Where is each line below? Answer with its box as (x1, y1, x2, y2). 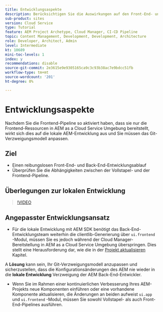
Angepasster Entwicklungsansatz (5, 213, 110, 222)
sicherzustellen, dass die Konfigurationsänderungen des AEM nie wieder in (5, 267, 155, 272)
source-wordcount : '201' (5, 74, 55, 79)
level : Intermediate (5, 43, 47, 48)
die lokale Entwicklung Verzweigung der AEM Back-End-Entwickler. (5, 272, 142, 277)
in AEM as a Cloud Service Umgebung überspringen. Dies (41, 242, 157, 247)
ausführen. (41, 302, 63, 307)
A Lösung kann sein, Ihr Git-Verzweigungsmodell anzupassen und (5, 262, 137, 267)
